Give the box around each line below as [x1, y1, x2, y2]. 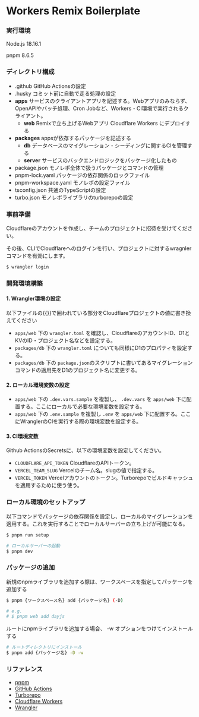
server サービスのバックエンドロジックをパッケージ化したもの [23, 156, 177, 164]
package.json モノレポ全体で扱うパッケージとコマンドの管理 [14, 164, 164, 171]
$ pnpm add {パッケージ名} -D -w [6, 650, 84, 656]
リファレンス [6, 665, 43, 673]
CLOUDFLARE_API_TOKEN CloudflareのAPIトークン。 [14, 459, 135, 467]
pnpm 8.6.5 [6, 52, 34, 59]
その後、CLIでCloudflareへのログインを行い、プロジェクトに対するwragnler [6, 245, 192, 252]
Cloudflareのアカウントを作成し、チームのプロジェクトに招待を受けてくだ [6, 225, 188, 232]
